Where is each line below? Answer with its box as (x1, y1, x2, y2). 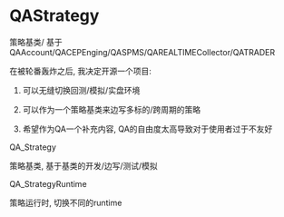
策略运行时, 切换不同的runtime (9, 197, 122, 208)
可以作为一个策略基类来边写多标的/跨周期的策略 (22, 104, 201, 114)
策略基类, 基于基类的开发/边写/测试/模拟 (9, 160, 159, 171)
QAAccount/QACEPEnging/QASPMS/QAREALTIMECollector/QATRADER (9, 46, 275, 57)
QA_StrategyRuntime (9, 178, 88, 189)
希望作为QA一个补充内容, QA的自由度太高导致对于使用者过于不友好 (22, 123, 273, 134)
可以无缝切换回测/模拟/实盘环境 (22, 84, 141, 95)
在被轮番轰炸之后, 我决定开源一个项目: (9, 65, 152, 76)
